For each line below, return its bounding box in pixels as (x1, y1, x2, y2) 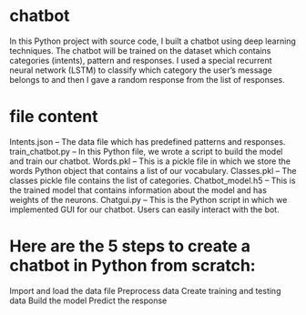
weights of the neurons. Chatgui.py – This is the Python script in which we (9, 194, 288, 205)
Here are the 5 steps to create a (9, 236, 251, 257)
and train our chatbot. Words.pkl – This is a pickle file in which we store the (9, 156, 291, 167)
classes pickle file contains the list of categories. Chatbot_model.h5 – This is (9, 175, 296, 186)
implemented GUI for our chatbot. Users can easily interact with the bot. (9, 204, 280, 215)
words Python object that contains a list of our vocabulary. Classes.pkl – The (9, 165, 297, 176)
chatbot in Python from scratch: (9, 256, 257, 276)
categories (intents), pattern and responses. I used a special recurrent (9, 55, 272, 66)
